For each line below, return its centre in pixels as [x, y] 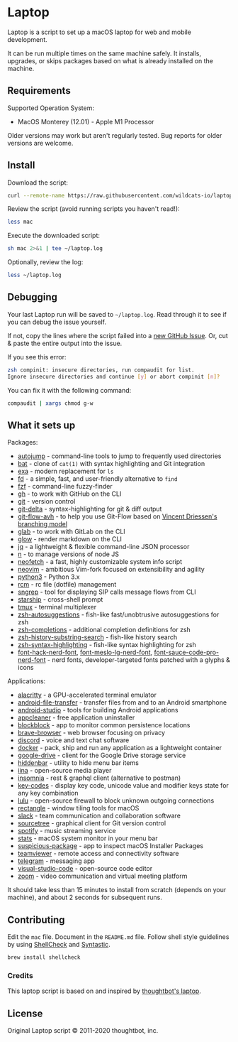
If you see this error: [37, 357]
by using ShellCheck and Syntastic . [59, 945]
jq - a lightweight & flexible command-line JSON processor [103, 547]
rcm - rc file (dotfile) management [67, 585]
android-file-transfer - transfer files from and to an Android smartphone [122, 702]
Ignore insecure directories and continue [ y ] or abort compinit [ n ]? [114, 376]
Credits [20, 975]
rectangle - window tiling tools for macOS [78, 808]
